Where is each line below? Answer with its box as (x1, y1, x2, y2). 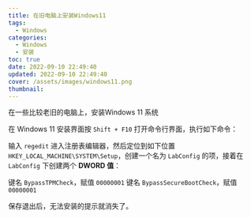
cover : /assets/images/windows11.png (8, 77, 133, 85)
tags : (8, 19, 26, 27)
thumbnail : (8, 85, 44, 93)
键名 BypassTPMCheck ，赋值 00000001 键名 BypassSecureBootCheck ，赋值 (8, 178, 238, 187)
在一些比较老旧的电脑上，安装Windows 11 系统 (8, 107, 159, 117)
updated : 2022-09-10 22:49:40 (8, 70, 108, 78)
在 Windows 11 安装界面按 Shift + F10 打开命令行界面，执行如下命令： (8, 124, 238, 134)
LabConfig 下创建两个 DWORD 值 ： (8, 161, 121, 171)
